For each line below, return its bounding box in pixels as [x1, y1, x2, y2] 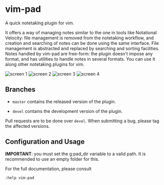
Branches [5, 86, 36, 94]
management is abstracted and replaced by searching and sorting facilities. [5, 45, 160, 51]
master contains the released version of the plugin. [12, 98, 116, 104]
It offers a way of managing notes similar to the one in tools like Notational [5, 29, 157, 35]
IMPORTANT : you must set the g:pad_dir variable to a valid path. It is [5, 151, 146, 157]
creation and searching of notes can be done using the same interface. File [5, 40, 159, 46]
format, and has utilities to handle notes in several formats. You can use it [5, 56, 156, 62]
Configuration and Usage [5, 138, 85, 146]
